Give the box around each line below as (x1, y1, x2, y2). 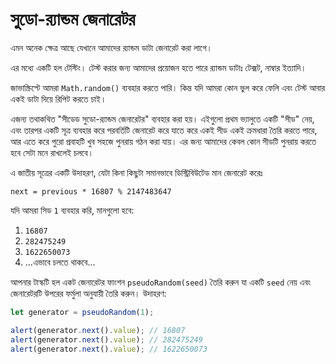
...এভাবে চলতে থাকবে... (24, 256, 96, 268)
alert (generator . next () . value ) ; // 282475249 (10, 334, 203, 345)
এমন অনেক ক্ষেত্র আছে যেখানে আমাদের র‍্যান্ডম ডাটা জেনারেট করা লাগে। (10, 41, 213, 53)
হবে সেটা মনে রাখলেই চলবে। (10, 146, 94, 158)
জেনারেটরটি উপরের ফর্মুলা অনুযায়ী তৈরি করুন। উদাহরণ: (10, 287, 167, 299)
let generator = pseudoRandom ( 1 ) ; (10, 307, 155, 317)
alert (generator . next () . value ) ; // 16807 (10, 325, 186, 335)
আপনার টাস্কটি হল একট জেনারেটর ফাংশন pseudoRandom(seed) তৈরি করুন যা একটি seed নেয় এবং (10, 276, 312, 288)
